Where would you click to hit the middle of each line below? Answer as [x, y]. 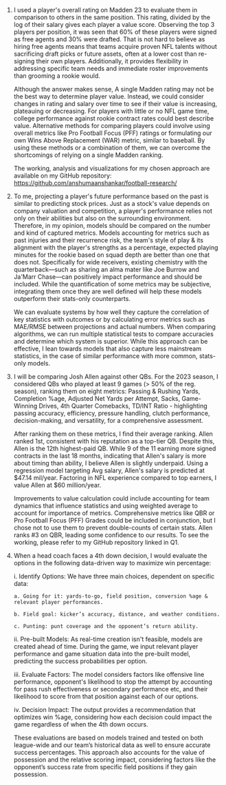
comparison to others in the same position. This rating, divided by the [112, 17]
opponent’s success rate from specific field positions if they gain [105, 767]
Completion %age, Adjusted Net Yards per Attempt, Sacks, [97, 398]
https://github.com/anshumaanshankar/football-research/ [95, 183]
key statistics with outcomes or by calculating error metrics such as [109, 319]
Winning [25, 406]
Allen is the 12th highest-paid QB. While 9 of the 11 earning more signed [115, 448]
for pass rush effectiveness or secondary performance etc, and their [111, 689]
